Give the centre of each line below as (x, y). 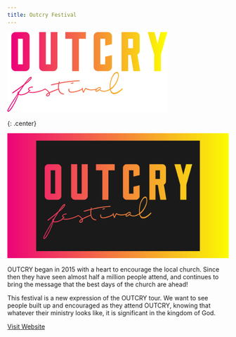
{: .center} (22, 123)
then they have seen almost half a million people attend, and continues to (113, 277)
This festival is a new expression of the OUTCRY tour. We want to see (108, 298)
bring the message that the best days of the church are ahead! (98, 284)
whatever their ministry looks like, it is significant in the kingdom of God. (112, 313)
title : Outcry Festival (42, 15)
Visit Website (26, 326)
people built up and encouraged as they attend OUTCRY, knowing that (109, 305)
